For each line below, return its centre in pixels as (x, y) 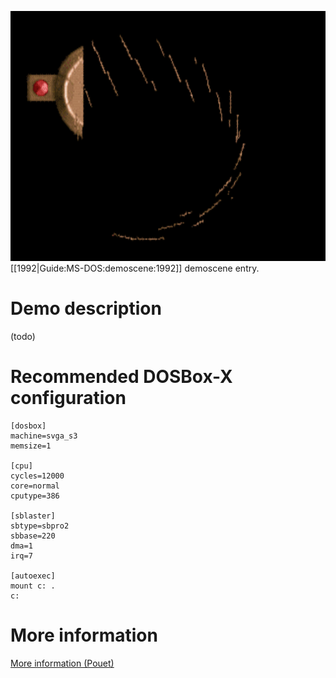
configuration (68, 398)
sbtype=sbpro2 (40, 526)
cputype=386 (35, 496)
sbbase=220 (33, 536)
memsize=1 (31, 446)
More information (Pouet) (62, 663)
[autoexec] (33, 576)
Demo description (86, 308)
